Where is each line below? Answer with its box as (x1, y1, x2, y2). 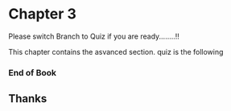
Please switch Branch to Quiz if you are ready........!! (8, 31, 179, 41)
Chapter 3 (8, 5, 76, 23)
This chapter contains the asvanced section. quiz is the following (8, 47, 224, 56)
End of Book (8, 67, 57, 78)
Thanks (8, 92, 47, 105)
